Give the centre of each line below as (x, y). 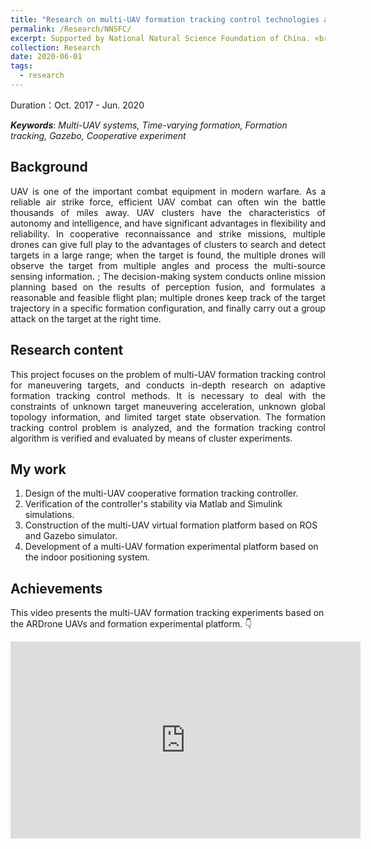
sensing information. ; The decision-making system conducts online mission (168, 276)
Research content (67, 350)
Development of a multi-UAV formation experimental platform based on (171, 547)
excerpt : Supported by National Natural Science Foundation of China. (160, 38)
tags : (21, 66)
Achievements (56, 588)
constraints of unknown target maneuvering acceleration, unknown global (168, 406)
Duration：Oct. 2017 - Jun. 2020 (77, 105)
